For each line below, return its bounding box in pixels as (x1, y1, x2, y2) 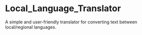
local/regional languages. (5, 24, 57, 30)
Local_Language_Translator (5, 3, 121, 14)
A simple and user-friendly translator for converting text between (5, 19, 138, 25)
